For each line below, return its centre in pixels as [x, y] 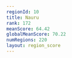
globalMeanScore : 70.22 [36, 34]
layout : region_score [34, 46]
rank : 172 [19, 23]
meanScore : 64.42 [28, 29]
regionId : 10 [23, 12]
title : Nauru [23, 18]
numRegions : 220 [27, 40]
